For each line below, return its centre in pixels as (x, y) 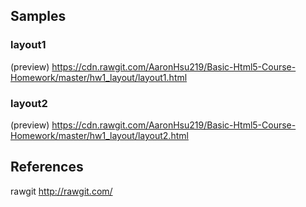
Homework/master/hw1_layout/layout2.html (99, 135)
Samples (38, 16)
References (47, 167)
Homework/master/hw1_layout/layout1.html (99, 77)
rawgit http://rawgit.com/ (61, 191)
